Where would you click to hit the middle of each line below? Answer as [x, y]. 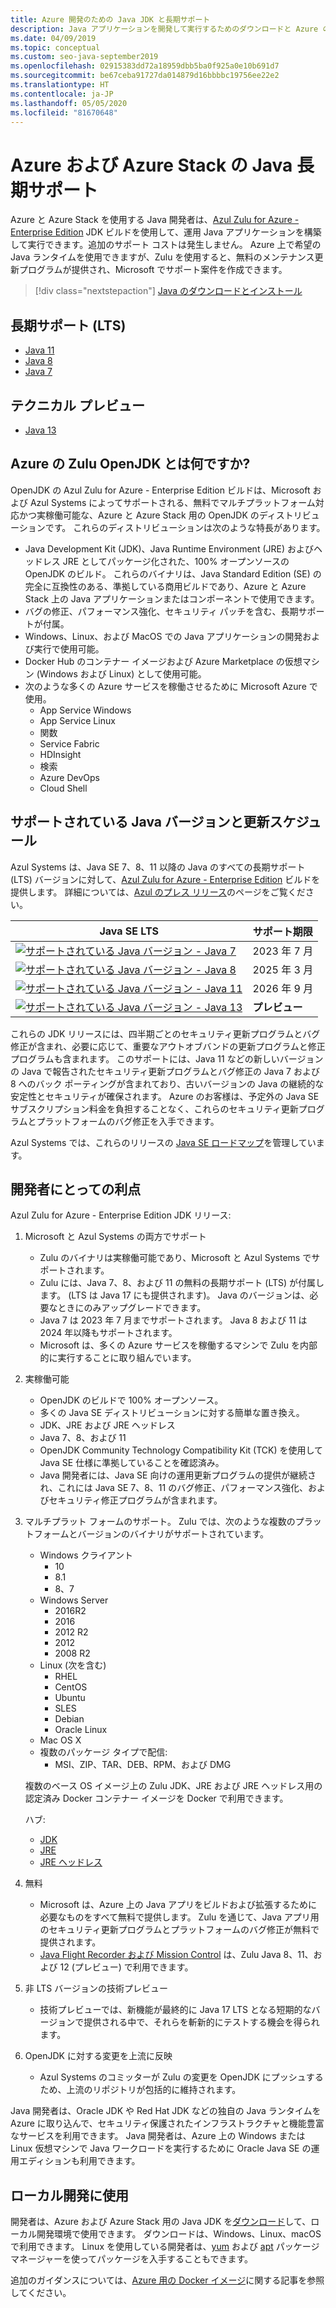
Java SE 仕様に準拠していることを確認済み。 [132, 1463]
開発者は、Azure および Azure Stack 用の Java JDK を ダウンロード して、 [161, 2222]
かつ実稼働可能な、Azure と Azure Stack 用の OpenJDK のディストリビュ [169, 515]
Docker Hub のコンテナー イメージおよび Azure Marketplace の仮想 [163, 661]
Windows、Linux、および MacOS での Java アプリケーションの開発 [163, 636]
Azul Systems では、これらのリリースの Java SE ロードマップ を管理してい [163, 1142]
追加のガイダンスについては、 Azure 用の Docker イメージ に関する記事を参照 [167, 2280]
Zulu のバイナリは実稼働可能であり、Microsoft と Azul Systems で [175, 1258]
